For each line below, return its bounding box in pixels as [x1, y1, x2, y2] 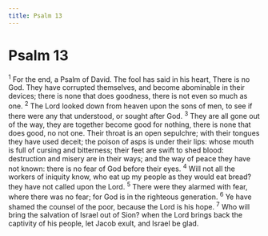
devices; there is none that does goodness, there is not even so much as [8, 92, 248, 101]
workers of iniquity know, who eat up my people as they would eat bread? [8, 172, 252, 181]
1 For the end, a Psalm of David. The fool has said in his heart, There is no [8, 73, 250, 84]
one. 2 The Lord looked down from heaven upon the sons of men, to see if [8, 100, 253, 111]
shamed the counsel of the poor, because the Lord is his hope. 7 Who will [8, 200, 250, 211]
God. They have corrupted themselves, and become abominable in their [8, 83, 246, 92]
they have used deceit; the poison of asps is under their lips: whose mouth [8, 136, 254, 146]
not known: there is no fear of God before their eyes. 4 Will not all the [8, 162, 236, 173]
